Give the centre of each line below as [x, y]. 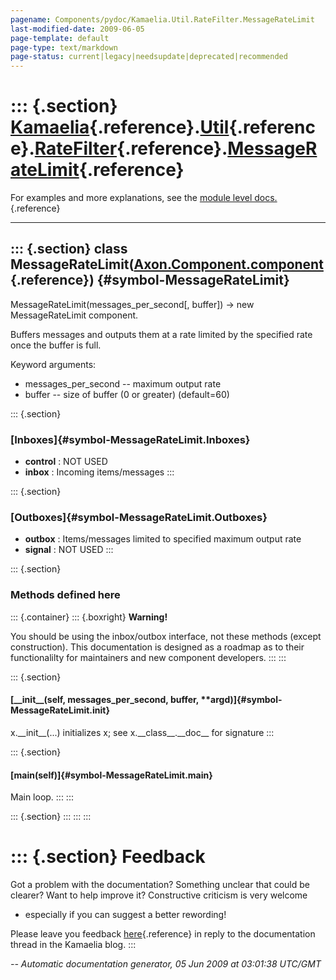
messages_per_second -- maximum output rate [123, 383]
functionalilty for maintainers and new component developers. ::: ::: [148, 657]
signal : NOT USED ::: [69, 550]
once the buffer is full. [56, 345]
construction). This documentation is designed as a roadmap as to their [157, 647]
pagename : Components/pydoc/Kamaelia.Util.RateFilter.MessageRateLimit [162, 19]
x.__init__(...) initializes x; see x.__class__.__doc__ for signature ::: [142, 732]
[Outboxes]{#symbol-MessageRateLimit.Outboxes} [139, 518]
